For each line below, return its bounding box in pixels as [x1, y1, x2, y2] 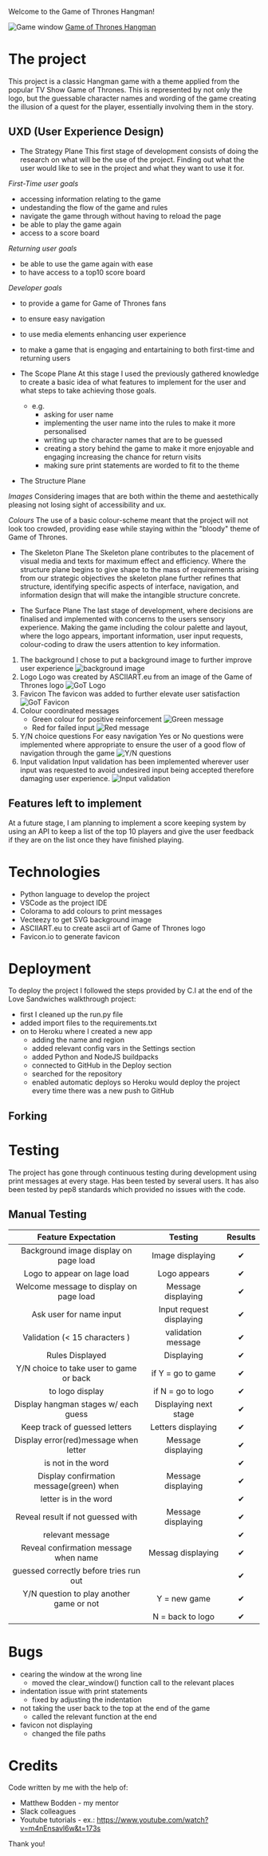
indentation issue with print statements [19, 1686, 148, 1696]
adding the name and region [31, 1035, 125, 1044]
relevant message [42, 1529, 110, 1540]
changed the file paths [31, 1728, 106, 1738]
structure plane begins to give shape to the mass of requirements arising [19, 564, 259, 574]
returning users [19, 353, 71, 362]
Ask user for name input [31, 1309, 122, 1320]
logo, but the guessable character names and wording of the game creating [8, 93, 257, 103]
